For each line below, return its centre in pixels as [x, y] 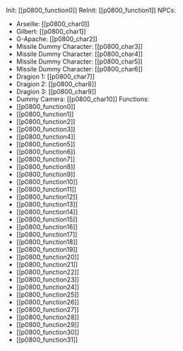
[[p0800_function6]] [46, 152]
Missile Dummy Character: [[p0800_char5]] [79, 62]
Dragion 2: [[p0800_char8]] [56, 84]
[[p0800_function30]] [48, 332]
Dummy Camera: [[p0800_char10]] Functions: [83, 99]
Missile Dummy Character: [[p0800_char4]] [79, 54]
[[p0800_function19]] [47, 249]
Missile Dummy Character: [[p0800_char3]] [79, 46]
